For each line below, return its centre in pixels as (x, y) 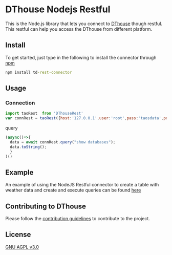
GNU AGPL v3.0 (22, 247)
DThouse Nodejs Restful (58, 9)
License (18, 235)
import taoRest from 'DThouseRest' (44, 114)
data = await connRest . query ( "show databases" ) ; (63, 142)
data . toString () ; (28, 147)
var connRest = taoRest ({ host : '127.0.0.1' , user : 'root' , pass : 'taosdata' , (84, 118)
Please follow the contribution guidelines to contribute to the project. (78, 219)
